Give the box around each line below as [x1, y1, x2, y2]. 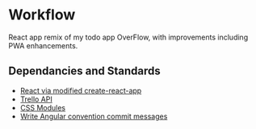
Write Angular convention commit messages [19, 111, 168, 121]
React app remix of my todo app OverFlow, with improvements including [8, 32, 249, 42]
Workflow [8, 6, 76, 24]
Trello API [19, 94, 52, 104]
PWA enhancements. [8, 40, 78, 50]
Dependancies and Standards [8, 64, 162, 78]
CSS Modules [19, 102, 66, 112]
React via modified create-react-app [19, 85, 142, 95]
